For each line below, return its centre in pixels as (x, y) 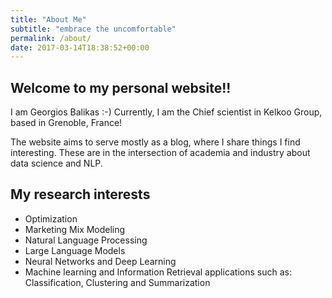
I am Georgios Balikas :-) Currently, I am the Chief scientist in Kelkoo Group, (166, 112)
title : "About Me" (48, 19)
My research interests (80, 194)
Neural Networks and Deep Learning (100, 261)
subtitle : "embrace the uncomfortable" (93, 29)
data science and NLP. (56, 163)
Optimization (51, 218)
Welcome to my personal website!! (121, 87)
